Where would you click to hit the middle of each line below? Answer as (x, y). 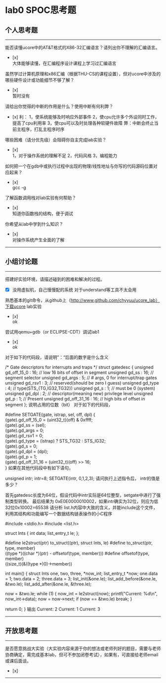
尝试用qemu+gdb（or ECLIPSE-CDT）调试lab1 (52, 332)
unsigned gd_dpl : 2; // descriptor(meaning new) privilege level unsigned (79, 393)
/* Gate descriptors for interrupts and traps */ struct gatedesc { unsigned (80, 367)
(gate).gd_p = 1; (21, 456)
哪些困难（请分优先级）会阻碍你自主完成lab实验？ (56, 140)
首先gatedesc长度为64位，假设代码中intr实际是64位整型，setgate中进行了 (81, 495)
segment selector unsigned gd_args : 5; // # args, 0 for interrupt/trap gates (81, 378)
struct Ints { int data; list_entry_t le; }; (42, 533)
